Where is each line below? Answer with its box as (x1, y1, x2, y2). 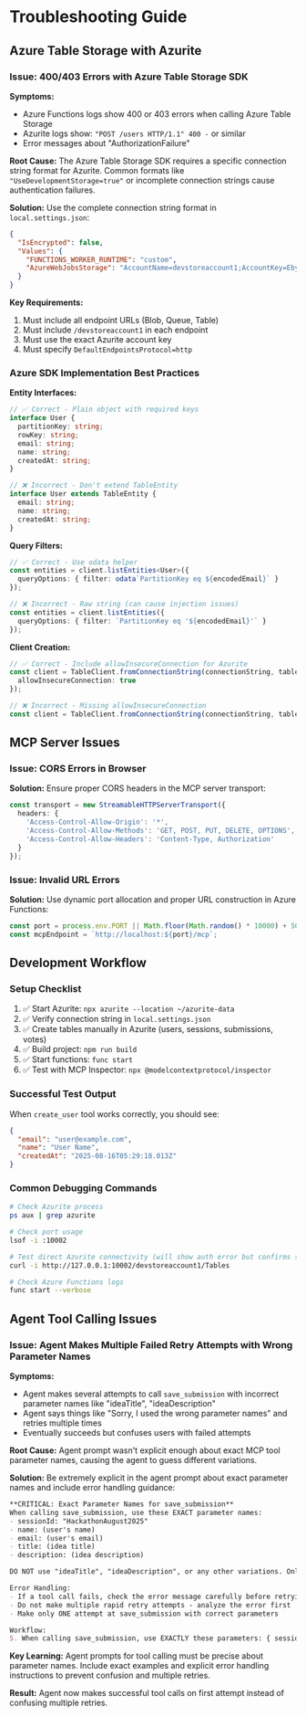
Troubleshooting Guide (9, 6, 188, 27)
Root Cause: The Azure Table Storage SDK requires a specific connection (9, 155, 287, 166)
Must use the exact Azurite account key (22, 334, 172, 344)
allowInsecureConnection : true (17, 676, 137, 686)
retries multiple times (22, 1417, 102, 1428)
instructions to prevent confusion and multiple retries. (9, 1670, 211, 1681)
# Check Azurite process (9, 1203, 104, 1212)
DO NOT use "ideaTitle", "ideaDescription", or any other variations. (9, 1567, 283, 1576)
